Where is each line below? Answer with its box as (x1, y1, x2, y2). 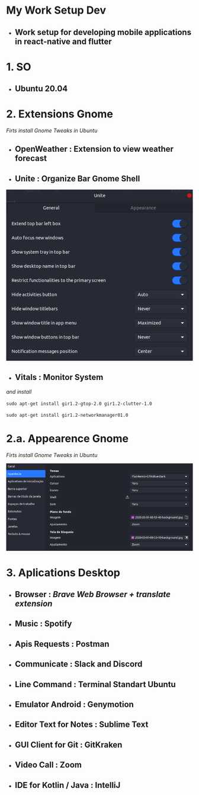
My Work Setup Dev (6, 4, 107, 17)
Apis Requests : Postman (14, 638, 110, 649)
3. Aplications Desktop (6, 566, 120, 579)
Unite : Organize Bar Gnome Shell (14, 173, 140, 184)
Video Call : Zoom (14, 760, 82, 770)
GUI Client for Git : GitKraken (14, 739, 123, 750)
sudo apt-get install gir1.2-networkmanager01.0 (6, 412, 129, 418)
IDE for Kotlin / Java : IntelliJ (14, 780, 121, 790)
